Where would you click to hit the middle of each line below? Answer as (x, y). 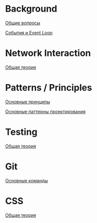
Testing (21, 132)
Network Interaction (48, 53)
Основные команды (27, 180)
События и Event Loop (29, 32)
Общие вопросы (23, 23)
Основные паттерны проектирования (45, 111)
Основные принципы (28, 101)
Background (31, 9)
